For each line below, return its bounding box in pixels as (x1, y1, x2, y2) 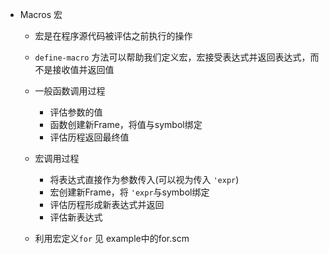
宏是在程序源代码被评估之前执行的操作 (34, 30, 193, 42)
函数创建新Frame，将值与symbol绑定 (49, 119, 203, 130)
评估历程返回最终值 (49, 131, 130, 143)
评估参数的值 (49, 106, 103, 118)
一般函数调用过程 (34, 85, 106, 97)
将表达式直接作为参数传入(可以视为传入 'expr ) (49, 174, 240, 185)
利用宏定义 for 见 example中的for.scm (34, 233, 190, 244)
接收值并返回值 (52, 64, 115, 75)
